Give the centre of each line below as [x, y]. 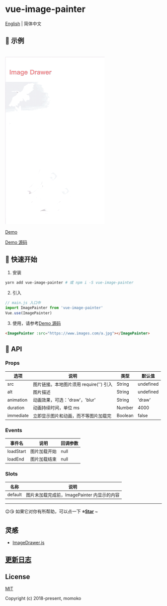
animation [17, 400]
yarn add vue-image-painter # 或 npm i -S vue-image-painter [69, 283]
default [15, 495]
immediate [18, 416]
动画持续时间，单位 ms [56, 408]
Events [14, 430]
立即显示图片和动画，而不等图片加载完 [72, 416]
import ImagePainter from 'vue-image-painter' [54, 308]
